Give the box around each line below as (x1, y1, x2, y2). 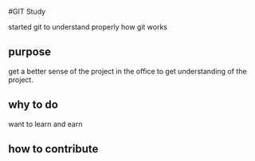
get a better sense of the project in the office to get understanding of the (8, 66, 247, 76)
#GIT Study (8, 7, 46, 16)
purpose (8, 45, 52, 59)
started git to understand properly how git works (8, 22, 167, 31)
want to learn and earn (8, 119, 83, 128)
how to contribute (8, 143, 99, 156)
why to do (8, 98, 58, 112)
